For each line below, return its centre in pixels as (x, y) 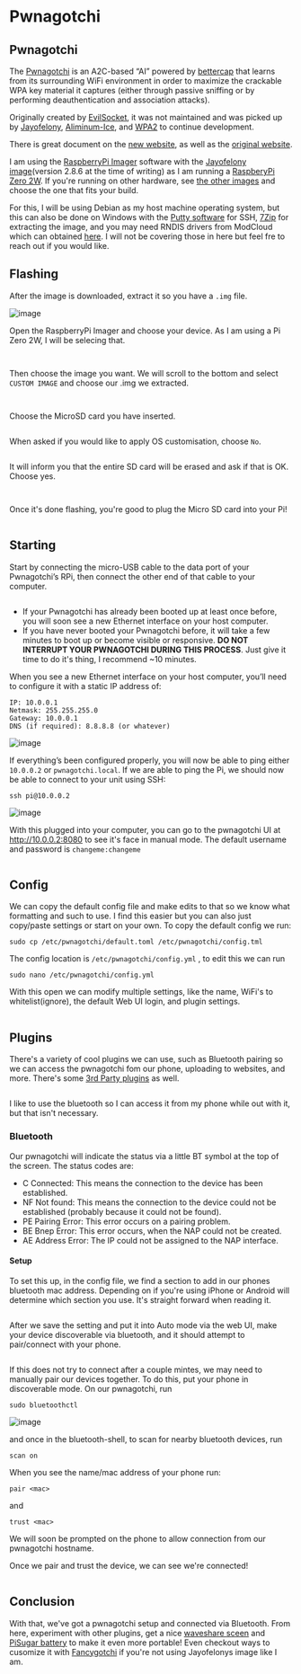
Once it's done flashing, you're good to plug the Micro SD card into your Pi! (148, 509)
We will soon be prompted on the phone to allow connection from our (138, 1538)
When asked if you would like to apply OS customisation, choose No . (136, 441)
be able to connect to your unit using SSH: (88, 779)
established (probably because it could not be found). (122, 1211)
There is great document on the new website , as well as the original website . (151, 144)
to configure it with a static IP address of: (85, 686)
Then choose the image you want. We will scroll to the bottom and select (144, 373)
